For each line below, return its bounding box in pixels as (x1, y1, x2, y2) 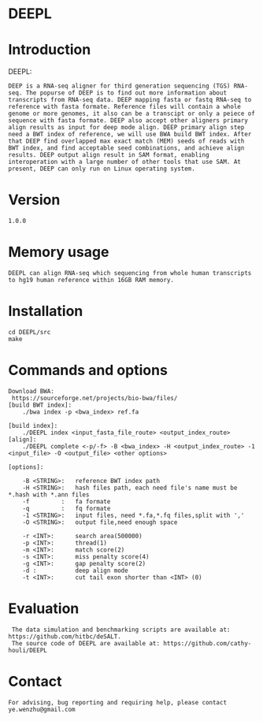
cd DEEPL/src (8, 328, 51, 336)
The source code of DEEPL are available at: (11, 639, 160, 647)
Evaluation (8, 600, 80, 618)
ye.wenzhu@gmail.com (8, 705, 76, 713)
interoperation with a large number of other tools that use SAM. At (8, 158, 242, 166)
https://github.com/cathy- (162, 639, 252, 647)
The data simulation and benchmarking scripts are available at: (11, 626, 231, 634)
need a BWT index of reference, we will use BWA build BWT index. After (8, 131, 252, 139)
